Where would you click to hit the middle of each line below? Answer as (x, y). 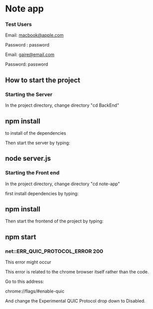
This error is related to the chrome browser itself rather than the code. (77, 272)
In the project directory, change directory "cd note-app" (63, 184)
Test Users (19, 25)
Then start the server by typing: (38, 143)
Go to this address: (25, 281)
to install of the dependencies (36, 133)
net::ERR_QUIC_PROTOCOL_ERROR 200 (54, 251)
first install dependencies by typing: (42, 193)
